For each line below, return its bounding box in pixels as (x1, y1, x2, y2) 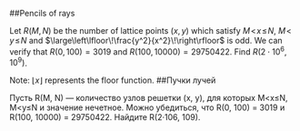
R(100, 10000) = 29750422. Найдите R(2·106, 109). (9, 112, 201, 123)
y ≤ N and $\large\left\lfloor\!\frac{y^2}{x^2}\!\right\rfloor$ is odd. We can (9, 35, 284, 45)
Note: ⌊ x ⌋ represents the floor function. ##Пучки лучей (9, 75, 216, 86)
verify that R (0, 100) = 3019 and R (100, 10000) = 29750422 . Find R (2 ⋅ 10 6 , (9, 45, 287, 57)
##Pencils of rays (9, 8, 75, 18)
